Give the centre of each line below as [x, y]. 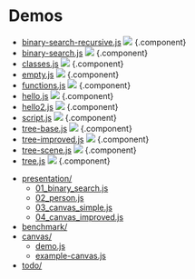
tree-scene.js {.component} [79, 150]
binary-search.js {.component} [85, 53]
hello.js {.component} [68, 95]
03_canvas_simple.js [73, 207]
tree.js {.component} [66, 161]
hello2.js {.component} [70, 106]
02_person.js [59, 197]
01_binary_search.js [72, 188]
